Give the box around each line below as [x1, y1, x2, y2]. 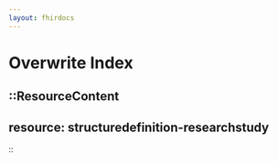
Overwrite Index [8, 52, 134, 73]
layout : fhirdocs [8, 13, 75, 23]
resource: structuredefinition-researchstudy [8, 119, 270, 135]
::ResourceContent [8, 88, 120, 105]
